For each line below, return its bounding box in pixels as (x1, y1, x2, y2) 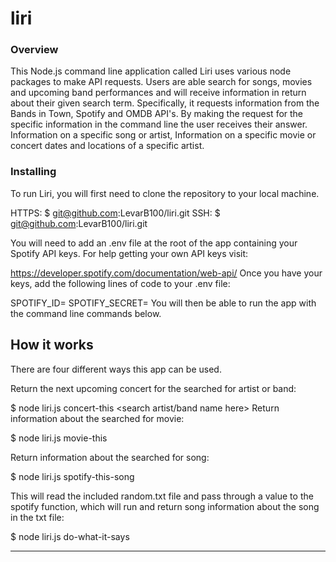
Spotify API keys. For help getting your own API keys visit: (10, 247, 249, 259)
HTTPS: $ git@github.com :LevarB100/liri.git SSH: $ (10, 207, 221, 219)
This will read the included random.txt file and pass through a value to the (10, 490, 314, 502)
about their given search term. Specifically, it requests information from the (10, 97, 320, 109)
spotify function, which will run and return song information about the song (10, 500, 320, 512)
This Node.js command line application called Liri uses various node (10, 65, 292, 77)
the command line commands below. (10, 307, 162, 319)
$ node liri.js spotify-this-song (10, 470, 135, 482)
